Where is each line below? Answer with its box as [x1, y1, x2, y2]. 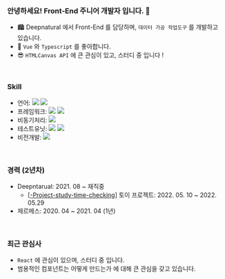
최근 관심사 [7, 239, 42, 249]
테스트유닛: [17, 124, 48, 132]
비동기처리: [17, 116, 48, 124]
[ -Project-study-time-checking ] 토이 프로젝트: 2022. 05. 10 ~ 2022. [27, 191, 217, 199]
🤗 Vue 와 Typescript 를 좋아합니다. [17, 43, 111, 51]
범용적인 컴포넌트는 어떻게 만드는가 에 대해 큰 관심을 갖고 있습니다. [17, 265, 196, 273]
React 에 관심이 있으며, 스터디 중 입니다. [17, 256, 125, 265]
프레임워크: [17, 107, 48, 115]
